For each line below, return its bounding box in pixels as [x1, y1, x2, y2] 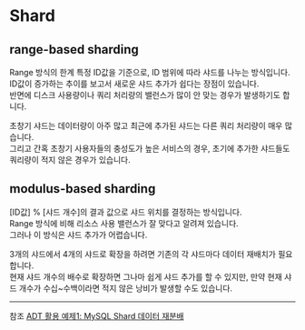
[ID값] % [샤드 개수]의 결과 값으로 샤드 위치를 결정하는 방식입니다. [9, 206, 242, 217]
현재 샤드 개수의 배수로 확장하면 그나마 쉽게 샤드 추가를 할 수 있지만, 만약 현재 [9, 271, 283, 282]
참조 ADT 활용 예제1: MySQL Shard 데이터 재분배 [9, 310, 184, 321]
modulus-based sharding [9, 181, 156, 196]
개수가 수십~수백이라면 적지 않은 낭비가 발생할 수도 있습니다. [18, 283, 233, 294]
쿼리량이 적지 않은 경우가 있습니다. [9, 155, 131, 165]
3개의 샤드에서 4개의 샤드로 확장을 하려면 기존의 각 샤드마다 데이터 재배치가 [9, 248, 277, 259]
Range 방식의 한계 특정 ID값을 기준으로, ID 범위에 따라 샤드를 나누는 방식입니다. [9, 67, 290, 77]
